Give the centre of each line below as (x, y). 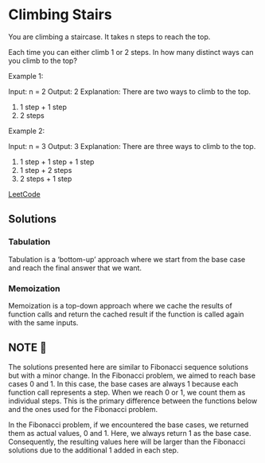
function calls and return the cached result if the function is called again (126, 314)
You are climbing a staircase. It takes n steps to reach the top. (109, 37)
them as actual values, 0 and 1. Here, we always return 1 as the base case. (130, 433)
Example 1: (26, 76)
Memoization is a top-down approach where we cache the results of (120, 305)
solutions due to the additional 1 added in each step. (94, 450)
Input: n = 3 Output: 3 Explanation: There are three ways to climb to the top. (132, 146)
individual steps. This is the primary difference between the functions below (133, 401)
